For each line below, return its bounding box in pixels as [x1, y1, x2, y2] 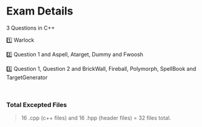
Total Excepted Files [6, 100, 67, 109]
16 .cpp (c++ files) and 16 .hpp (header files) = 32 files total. [21, 114, 172, 122]
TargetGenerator [6, 74, 48, 81]
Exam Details [6, 4, 74, 18]
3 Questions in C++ [6, 24, 55, 31]
